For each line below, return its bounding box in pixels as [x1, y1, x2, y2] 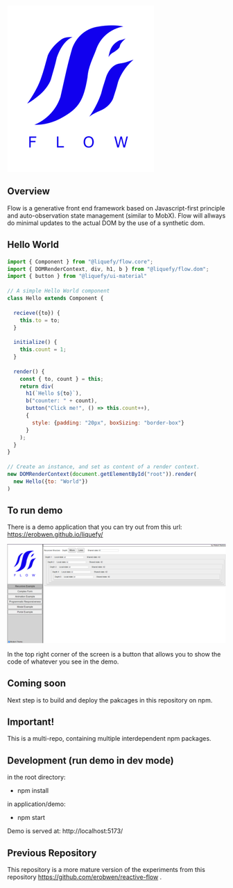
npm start [17, 814, 45, 822]
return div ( [19, 383, 54, 390]
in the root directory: [7, 773, 66, 782]
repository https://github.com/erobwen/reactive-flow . [7, 873, 162, 881]
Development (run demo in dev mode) [7, 755, 175, 766]
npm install [17, 787, 49, 795]
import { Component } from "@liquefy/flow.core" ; [7, 258, 154, 265]
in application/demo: [7, 800, 66, 808]
